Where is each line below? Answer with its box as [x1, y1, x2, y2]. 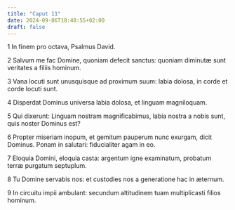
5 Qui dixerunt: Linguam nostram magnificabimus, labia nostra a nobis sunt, [7, 112, 226, 120]
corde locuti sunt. [7, 85, 58, 93]
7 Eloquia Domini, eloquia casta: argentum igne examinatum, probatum [7, 154, 212, 162]
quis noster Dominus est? [7, 119, 81, 128]
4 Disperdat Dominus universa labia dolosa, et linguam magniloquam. [7, 98, 208, 107]
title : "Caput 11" [7, 10, 61, 18]
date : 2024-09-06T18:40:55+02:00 [7, 17, 105, 24]
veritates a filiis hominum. [7, 64, 82, 72]
